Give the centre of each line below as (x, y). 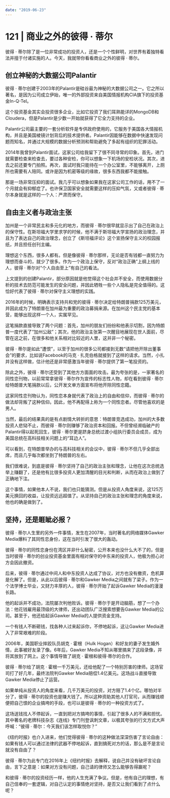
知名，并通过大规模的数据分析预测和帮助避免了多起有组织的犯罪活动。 (87, 142)
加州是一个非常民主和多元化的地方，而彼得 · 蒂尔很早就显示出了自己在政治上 (85, 225)
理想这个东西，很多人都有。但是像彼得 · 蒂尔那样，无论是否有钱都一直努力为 (85, 255)
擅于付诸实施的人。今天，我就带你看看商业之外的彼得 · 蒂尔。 (78, 58)
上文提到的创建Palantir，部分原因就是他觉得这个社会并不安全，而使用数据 (82, 278)
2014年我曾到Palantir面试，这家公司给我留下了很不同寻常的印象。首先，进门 (85, 152)
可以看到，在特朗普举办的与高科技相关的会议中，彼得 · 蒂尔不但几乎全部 (80, 449)
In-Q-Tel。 (20, 101)
